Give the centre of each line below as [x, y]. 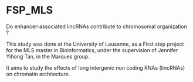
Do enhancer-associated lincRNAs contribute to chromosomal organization [97, 26]
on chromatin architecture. [38, 74]
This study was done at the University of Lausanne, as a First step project [95, 44]
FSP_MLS [30, 10]
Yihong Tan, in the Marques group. [48, 56]
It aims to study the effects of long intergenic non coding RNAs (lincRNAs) [96, 67]
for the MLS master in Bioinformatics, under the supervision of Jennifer [92, 50]
